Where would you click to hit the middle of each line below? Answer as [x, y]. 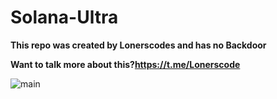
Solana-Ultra [64, 17]
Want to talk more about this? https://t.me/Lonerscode [125, 64]
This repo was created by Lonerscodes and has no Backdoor [138, 45]
